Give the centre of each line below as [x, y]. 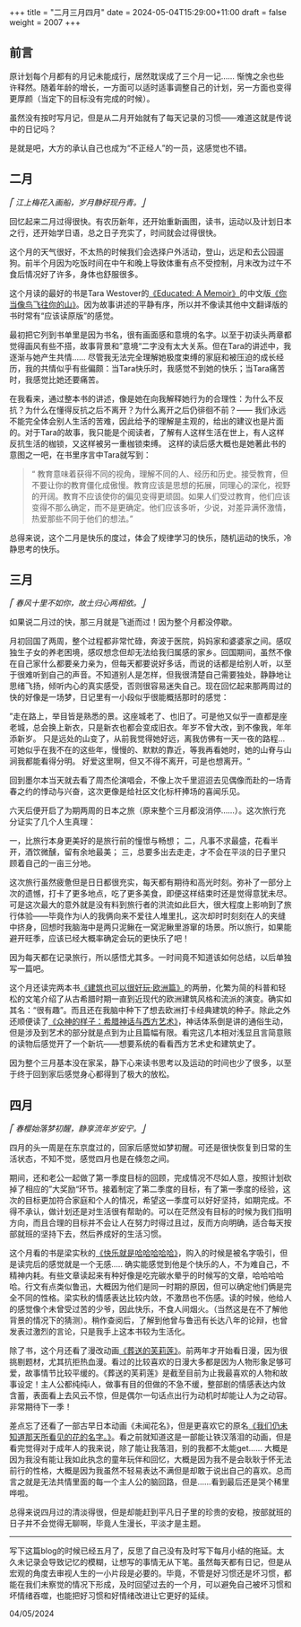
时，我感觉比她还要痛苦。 [56, 380]
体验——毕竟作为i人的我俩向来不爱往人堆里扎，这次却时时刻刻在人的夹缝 [151, 916]
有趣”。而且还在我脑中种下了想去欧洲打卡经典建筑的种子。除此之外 [168, 1010]
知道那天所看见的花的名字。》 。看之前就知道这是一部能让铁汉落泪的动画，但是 [150, 1437]
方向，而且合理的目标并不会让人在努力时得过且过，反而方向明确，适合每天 [146, 1223]
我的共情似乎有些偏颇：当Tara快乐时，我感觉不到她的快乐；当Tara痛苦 [155, 368]
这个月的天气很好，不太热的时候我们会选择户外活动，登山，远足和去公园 [142, 251]
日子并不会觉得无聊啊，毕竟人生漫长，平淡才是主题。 [107, 1524]
